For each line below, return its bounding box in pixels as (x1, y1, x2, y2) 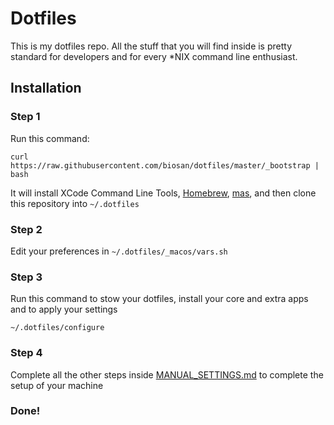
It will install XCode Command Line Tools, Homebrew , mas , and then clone (10, 187, 317, 199)
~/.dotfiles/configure (10, 323, 105, 333)
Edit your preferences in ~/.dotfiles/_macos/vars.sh (10, 245, 228, 257)
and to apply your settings (10, 303, 118, 316)
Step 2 (10, 222, 43, 236)
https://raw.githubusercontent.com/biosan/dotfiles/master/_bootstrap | (10, 160, 320, 171)
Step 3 (10, 270, 43, 284)
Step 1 (10, 110, 41, 124)
